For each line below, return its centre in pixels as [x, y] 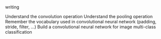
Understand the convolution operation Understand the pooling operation [79, 16]
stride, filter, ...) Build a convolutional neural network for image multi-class [80, 27]
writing [12, 7]
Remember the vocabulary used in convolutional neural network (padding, [81, 22]
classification [19, 32]
